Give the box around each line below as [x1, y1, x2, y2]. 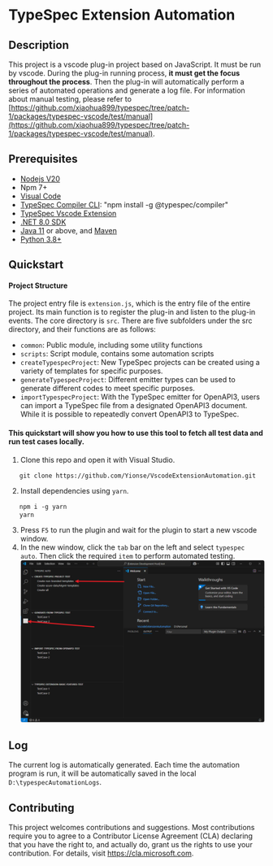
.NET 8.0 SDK [19, 217, 67, 227]
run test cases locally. [8, 437, 85, 446]
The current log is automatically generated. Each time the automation [8, 760, 240, 770]
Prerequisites [8, 152, 78, 166]
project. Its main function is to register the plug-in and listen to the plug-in [8, 307, 256, 317]
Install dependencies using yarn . [19, 485, 129, 495]
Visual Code [19, 191, 62, 201]
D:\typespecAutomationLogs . [8, 777, 102, 787]
